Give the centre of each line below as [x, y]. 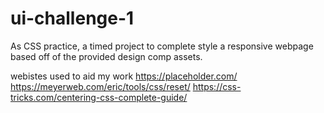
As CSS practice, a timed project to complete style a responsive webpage [162, 46]
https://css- [217, 86]
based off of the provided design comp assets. [106, 56]
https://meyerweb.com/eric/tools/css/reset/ [100, 86]
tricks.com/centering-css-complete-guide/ [99, 97]
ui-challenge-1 [72, 18]
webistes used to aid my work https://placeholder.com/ [124, 76]
